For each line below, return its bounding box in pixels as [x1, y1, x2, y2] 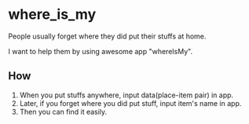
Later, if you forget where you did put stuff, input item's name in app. [19, 98, 242, 108]
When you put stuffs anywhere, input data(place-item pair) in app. [19, 90, 234, 100]
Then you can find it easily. [19, 107, 108, 116]
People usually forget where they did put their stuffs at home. [8, 31, 207, 41]
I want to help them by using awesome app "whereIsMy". [8, 46, 193, 56]
